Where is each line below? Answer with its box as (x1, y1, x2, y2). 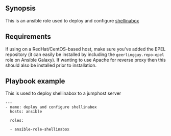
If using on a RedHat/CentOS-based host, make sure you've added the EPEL (5, 46, 166, 52)
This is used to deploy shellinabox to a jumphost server (5, 90, 121, 96)
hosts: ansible (10, 109, 42, 114)
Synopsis (5, 4, 36, 13)
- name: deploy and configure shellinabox (5, 104, 97, 110)
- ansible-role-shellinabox (10, 127, 70, 132)
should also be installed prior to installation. (5, 62, 97, 68)
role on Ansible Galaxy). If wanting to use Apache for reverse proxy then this (5, 57, 166, 63)
